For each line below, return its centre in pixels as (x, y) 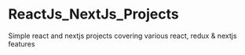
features (22, 43)
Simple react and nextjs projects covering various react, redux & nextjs (122, 36)
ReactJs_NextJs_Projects (93, 14)
